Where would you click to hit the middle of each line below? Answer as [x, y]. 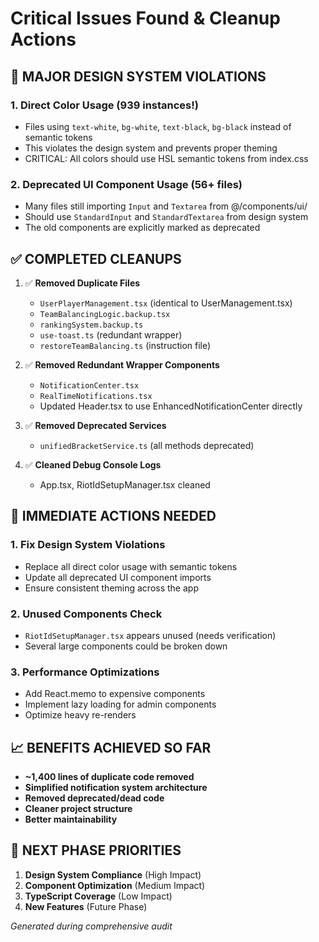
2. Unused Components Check [86, 614]
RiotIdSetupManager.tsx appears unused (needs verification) [150, 635]
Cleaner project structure [78, 809]
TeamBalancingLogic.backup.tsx [105, 314]
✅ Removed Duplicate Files [82, 283]
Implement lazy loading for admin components [120, 704]
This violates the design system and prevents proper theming [151, 148]
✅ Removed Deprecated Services [95, 425]
